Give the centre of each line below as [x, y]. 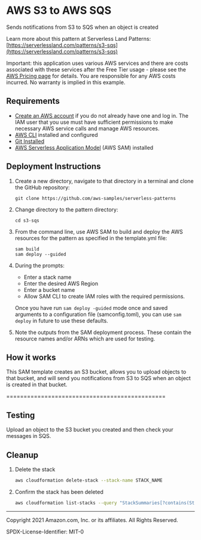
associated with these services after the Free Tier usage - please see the [96, 69]
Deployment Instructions [54, 167]
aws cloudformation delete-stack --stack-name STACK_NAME [89, 481]
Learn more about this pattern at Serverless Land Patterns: [79, 38]
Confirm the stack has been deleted [59, 492]
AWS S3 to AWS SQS [59, 11]
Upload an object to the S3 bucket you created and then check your [90, 429]
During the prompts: [39, 265]
